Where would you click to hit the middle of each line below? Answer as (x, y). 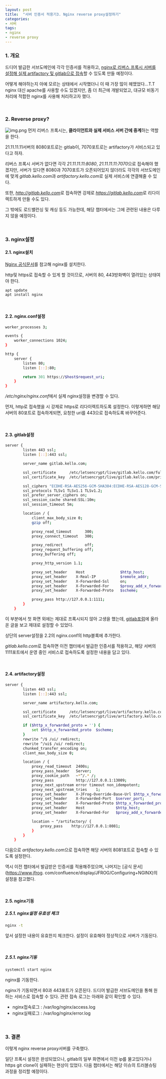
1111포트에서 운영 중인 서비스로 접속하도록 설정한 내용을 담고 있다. (68, 652)
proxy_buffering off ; (54, 554)
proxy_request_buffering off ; (62, 550)
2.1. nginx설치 (19, 252)
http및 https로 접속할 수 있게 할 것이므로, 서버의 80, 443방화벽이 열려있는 (76, 275)
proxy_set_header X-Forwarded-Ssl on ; (79, 581)
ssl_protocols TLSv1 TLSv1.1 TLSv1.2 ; (63, 490)
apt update (16, 290)
